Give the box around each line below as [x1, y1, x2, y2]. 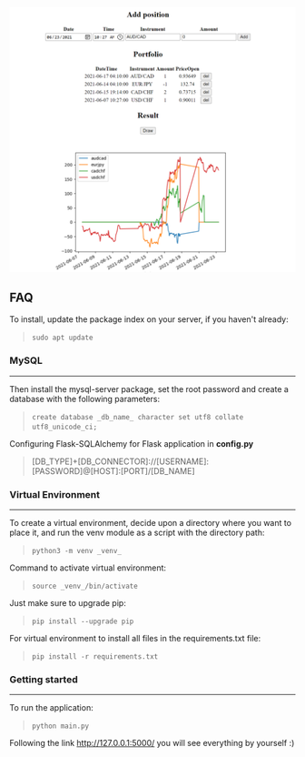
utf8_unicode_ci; [31, 422, 98, 431]
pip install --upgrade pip [31, 617, 134, 626]
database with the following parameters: [9, 393, 161, 404]
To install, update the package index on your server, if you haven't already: [9, 314, 289, 325]
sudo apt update [31, 333, 93, 343]
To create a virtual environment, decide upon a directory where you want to [9, 518, 292, 529]
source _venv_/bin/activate [31, 581, 138, 591]
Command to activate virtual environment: [9, 562, 166, 573]
